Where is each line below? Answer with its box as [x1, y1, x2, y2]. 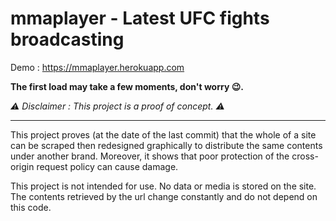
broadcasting [10, 28, 125, 51]
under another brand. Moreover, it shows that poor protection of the [10, 150, 290, 162]
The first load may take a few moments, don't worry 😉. [10, 80, 244, 92]
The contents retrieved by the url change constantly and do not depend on [10, 190, 318, 202]
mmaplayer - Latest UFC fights [10, 7, 270, 30]
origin [10, 160, 35, 172]
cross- [291, 150, 319, 162]
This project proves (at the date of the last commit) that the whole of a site [10, 128, 317, 141]
